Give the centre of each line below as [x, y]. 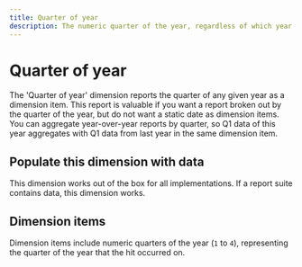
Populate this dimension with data [107, 161]
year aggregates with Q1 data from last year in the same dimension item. [143, 133]
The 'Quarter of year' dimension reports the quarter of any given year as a [147, 95]
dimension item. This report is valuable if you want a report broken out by [146, 105]
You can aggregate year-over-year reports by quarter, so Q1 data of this [143, 124]
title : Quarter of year [54, 18]
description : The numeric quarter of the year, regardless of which [141, 26]
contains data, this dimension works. [78, 193]
